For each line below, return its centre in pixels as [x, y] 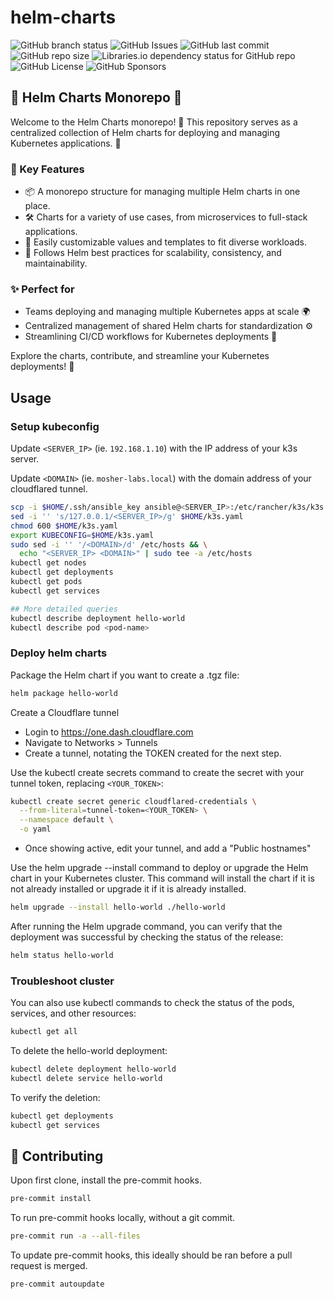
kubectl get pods [46, 582]
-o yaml [35, 829]
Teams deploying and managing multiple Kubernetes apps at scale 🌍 [167, 312]
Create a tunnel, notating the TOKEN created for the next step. [153, 753]
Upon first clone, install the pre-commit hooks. [106, 1180]
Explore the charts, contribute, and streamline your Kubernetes [140, 356]
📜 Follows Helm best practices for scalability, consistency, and [153, 253]
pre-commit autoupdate [57, 1284]
